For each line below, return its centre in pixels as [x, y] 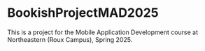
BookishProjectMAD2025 [83, 13]
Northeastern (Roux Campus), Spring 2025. [70, 39]
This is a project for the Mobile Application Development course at [102, 32]
